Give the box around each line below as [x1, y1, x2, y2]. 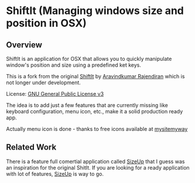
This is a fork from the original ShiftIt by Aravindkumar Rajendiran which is [6, 73, 185, 80]
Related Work [6, 142, 57, 153]
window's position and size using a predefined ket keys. [6, 61, 142, 68]
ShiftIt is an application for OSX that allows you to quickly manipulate [6, 56, 172, 62]
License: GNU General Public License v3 [6, 91, 104, 97]
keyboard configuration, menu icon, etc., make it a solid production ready [6, 108, 183, 115]
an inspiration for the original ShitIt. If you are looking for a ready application [6, 164, 190, 171]
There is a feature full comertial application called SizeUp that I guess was [6, 158, 185, 165]
